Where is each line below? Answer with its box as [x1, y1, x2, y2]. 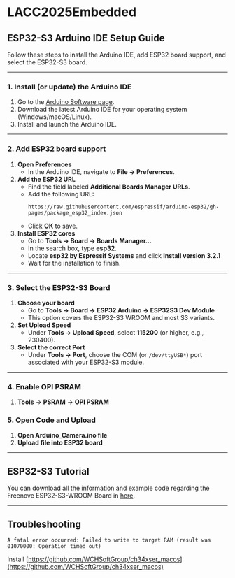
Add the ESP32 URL [17, 175, 76, 183]
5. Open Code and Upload [7, 415, 97, 425]
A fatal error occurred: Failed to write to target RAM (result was [7, 537, 211, 544]
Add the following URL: [27, 189, 94, 198]
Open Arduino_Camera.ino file [17, 431, 108, 440]
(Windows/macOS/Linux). [17, 113, 92, 121]
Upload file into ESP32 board [17, 438, 103, 447]
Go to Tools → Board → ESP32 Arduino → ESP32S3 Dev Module [27, 305, 215, 315]
